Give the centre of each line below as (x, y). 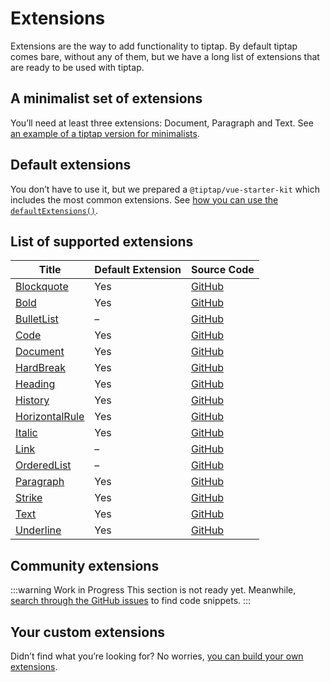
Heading (35, 384)
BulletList (37, 319)
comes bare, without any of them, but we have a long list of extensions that (165, 56)
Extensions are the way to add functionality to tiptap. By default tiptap (154, 46)
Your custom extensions (88, 632)
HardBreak (40, 368)
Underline (38, 530)
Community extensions (85, 565)
